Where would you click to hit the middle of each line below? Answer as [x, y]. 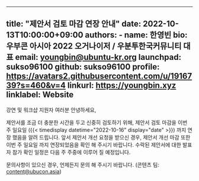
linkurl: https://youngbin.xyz [122, 86]
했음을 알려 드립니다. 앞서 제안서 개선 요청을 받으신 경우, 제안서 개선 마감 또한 [101, 137]
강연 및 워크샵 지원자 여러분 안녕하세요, [51, 110]
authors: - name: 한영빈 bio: [136, 35]
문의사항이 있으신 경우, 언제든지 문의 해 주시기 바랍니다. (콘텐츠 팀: [83, 164]
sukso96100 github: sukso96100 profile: [83, 67]
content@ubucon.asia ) [34, 171]
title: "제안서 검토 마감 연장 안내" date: [74, 24]
